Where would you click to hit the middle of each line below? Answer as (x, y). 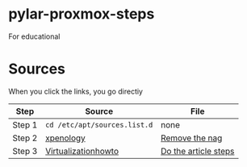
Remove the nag (191, 138)
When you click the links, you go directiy (76, 91)
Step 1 (25, 124)
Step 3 (25, 151)
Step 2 (25, 138)
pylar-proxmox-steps (82, 14)
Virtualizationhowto (82, 151)
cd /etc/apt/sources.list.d (99, 125)
